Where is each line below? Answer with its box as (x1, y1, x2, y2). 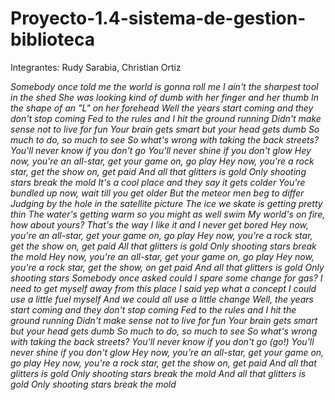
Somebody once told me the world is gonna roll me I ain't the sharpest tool (10, 80, 319, 92)
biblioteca (10, 28, 95, 51)
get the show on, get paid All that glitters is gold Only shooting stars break (10, 240, 317, 252)
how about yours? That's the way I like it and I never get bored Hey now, (10, 218, 310, 231)
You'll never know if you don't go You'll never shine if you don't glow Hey (10, 144, 312, 156)
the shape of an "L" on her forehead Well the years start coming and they (10, 102, 314, 114)
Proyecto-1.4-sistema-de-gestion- (10, 7, 307, 30)
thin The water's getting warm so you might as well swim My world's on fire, (10, 208, 326, 220)
